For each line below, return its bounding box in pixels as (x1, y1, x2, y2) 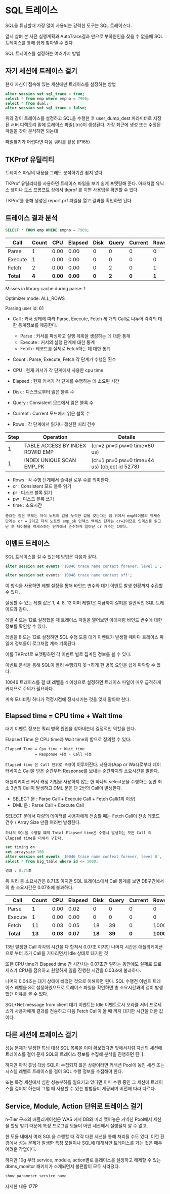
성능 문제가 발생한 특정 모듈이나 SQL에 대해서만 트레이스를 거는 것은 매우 (18, 1140, 162, 1146)
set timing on (5, 845, 35, 850)
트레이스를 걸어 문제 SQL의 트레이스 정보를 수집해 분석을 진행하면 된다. (5, 1051, 145, 1057)
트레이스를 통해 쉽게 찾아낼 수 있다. (5, 39, 74, 46)
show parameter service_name (5, 1174, 67, 1179)
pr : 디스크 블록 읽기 (12, 489, 52, 496)
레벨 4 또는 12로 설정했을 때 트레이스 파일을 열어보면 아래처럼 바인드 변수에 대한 (5, 617, 162, 623)
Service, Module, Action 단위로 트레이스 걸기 (5, 1101, 143, 1111)
